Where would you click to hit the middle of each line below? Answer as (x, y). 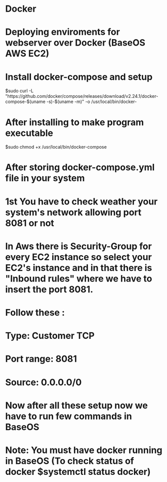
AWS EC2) (27, 54)
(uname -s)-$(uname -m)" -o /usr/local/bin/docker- (83, 101)
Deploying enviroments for (63, 32)
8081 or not (30, 223)
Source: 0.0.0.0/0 (44, 382)
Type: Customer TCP (50, 336)
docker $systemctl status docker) (78, 472)
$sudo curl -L (19, 91)
